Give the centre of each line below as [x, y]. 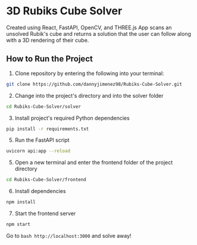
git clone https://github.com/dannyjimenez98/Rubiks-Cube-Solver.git [94, 84]
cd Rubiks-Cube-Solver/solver [44, 106]
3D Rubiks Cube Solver [64, 11]
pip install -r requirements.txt [48, 129]
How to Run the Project [50, 59]
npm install [21, 202]
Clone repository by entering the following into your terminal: [89, 73]
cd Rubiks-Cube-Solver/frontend [46, 180]
